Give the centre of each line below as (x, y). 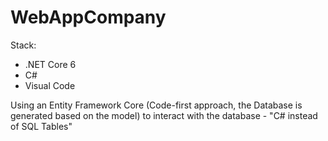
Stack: (23, 45)
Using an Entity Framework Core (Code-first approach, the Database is (156, 105)
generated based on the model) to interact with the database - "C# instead (164, 115)
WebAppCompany (88, 17)
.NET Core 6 (50, 64)
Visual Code (50, 85)
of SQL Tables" (41, 126)
